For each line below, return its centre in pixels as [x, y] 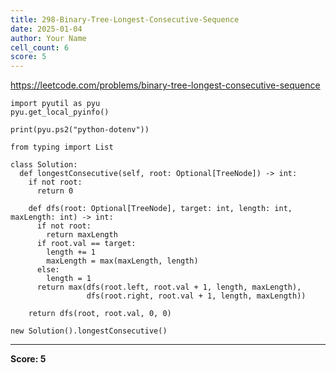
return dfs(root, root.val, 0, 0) [100, 314]
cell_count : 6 [40, 47]
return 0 [55, 191]
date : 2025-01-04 [46, 29]
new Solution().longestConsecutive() [89, 331]
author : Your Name [48, 38]
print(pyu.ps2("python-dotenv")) [80, 130]
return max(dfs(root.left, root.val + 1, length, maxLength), [169, 287]
